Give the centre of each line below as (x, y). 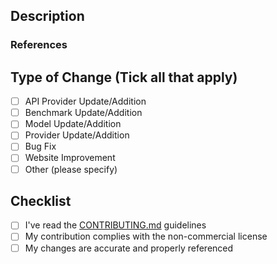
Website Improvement (70, 158)
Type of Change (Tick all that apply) (124, 77)
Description (47, 16)
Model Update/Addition (73, 124)
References (39, 45)
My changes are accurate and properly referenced (129, 248)
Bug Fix (40, 146)
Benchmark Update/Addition (83, 113)
